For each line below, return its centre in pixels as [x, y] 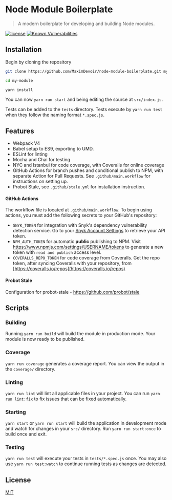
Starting [16, 412]
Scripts [17, 308]
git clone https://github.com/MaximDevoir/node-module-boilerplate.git [83, 71]
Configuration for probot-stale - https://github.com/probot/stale [72, 292]
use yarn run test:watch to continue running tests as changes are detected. [86, 464]
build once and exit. [26, 434]
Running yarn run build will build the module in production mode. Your [80, 334]
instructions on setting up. [40, 181]
